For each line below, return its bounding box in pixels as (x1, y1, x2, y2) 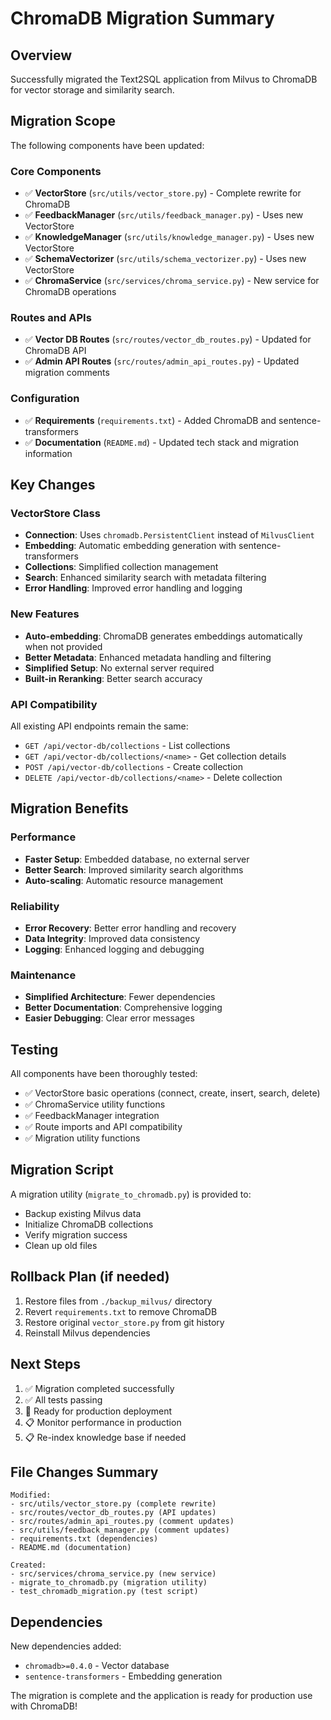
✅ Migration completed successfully (24, 1382, 175, 1394)
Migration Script (10, 1162, 114, 1179)
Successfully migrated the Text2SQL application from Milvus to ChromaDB (10, 73, 318, 85)
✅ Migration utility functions (24, 1132, 141, 1144)
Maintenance (10, 968, 77, 982)
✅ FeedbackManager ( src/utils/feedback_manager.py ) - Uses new (24, 209, 304, 221)
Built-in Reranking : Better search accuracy (24, 672, 203, 684)
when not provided (24, 640, 103, 652)
